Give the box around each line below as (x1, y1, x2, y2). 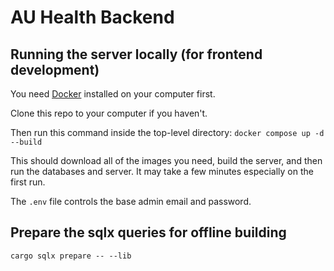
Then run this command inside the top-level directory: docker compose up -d (10, 127, 325, 138)
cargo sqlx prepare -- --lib (10, 251, 132, 261)
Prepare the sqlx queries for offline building (10, 224, 287, 241)
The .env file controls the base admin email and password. (10, 196, 252, 207)
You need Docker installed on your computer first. (10, 88, 216, 100)
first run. (10, 176, 46, 188)
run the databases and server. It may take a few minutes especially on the (10, 166, 314, 177)
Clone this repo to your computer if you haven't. (10, 107, 208, 119)
